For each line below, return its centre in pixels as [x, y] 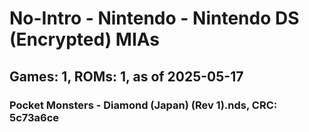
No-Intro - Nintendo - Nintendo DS [154, 18]
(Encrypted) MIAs [85, 39]
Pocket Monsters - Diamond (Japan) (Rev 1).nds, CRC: [143, 105]
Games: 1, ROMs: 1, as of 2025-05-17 [126, 76]
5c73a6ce [34, 117]
